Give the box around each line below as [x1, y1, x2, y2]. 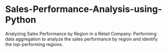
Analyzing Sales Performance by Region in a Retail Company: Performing [5, 30, 157, 36]
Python [5, 14, 36, 25]
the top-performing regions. [5, 41, 63, 47]
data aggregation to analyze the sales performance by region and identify [5, 36, 158, 42]
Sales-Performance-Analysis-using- [5, 3, 162, 15]
